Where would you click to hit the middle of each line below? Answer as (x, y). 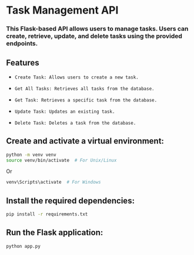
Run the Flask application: (55, 233)
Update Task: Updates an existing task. (65, 112)
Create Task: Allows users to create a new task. (77, 77)
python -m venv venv (31, 155)
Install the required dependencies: (71, 200)
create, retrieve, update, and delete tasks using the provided (94, 36)
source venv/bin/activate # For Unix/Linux (61, 160)
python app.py (24, 246)
